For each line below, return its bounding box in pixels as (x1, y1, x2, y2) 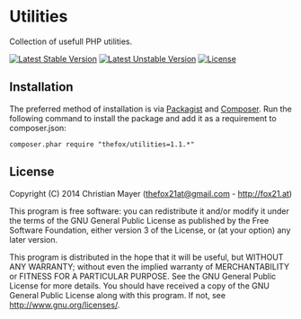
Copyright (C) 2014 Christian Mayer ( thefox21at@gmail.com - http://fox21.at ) (9, 188, 293, 199)
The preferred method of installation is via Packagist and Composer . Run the (9, 103, 292, 114)
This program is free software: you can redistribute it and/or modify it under (9, 205, 289, 217)
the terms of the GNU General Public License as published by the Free (9, 215, 270, 226)
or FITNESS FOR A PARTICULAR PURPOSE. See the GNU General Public (9, 270, 277, 281)
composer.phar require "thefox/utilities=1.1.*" (9, 139, 195, 149)
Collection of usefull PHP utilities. (9, 36, 133, 47)
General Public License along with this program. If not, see (9, 289, 226, 300)
